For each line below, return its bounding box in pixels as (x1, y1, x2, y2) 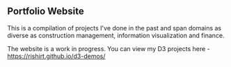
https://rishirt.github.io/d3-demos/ (7, 52, 106, 60)
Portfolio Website (7, 6, 85, 17)
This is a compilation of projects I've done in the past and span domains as (7, 23, 222, 32)
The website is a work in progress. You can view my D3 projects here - (7, 44, 210, 52)
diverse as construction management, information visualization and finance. (7, 31, 225, 39)
